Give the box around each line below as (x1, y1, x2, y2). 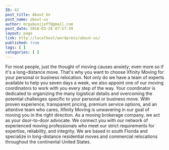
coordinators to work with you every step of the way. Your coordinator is (5, 85, 155, 91)
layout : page (5, 31, 33, 36)
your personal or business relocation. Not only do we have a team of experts (5, 74, 164, 80)
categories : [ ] (5, 49, 39, 55)
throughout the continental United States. (5, 138, 91, 144)
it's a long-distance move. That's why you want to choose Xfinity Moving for (5, 69, 164, 75)
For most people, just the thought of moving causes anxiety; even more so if (5, 64, 164, 70)
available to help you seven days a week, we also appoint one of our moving (5, 79, 164, 86)
